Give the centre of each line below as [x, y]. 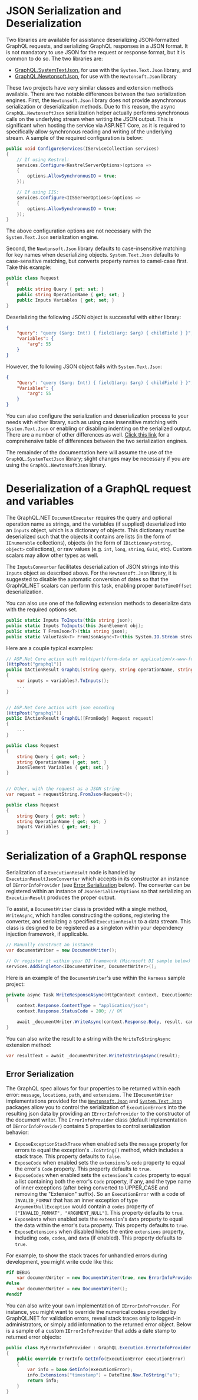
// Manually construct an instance [50, 945]
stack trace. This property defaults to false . [68, 1156]
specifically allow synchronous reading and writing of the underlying [89, 132]
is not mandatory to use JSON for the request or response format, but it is [96, 52]
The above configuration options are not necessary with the [79, 231]
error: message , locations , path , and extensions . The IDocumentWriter [90, 1094]
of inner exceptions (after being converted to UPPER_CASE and [91, 1188]
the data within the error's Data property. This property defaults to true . [101, 1225]
